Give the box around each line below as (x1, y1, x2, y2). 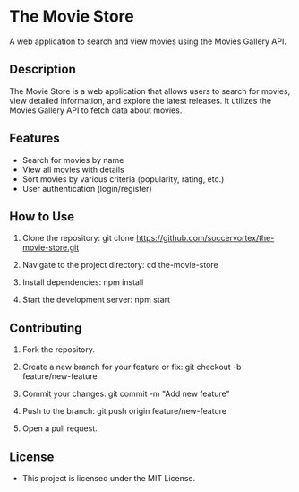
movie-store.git (21, 242, 80, 253)
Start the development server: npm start (21, 294, 171, 306)
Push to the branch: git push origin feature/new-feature (21, 406, 227, 417)
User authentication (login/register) (21, 183, 152, 194)
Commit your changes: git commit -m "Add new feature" (21, 388, 230, 400)
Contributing (9, 320, 82, 335)
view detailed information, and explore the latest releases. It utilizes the (9, 95, 271, 106)
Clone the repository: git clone (21, 233, 134, 244)
